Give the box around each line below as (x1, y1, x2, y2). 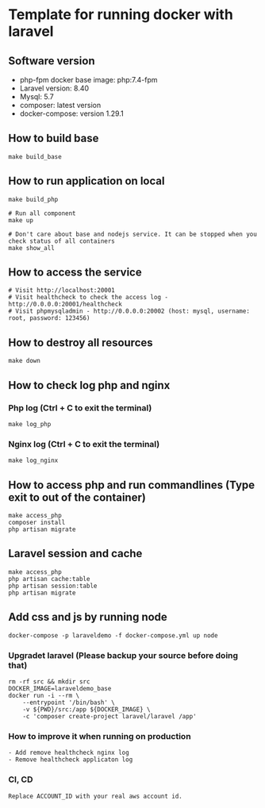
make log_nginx (8, 456, 59, 465)
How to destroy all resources (8, 336, 153, 349)
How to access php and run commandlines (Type (8, 478, 255, 491)
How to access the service (8, 266, 142, 279)
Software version (8, 54, 95, 67)
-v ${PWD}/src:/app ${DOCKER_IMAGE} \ (22, 705, 151, 714)
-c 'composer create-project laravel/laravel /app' (22, 712, 197, 720)
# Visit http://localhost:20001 (8, 287, 115, 294)
